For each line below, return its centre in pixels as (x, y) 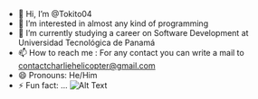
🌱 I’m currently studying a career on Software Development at (133, 33)
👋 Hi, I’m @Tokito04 (55, 14)
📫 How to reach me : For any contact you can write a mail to (131, 53)
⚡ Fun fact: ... (43, 85)
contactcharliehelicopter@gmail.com (86, 66)
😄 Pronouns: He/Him (57, 75)
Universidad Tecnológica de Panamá (86, 42)
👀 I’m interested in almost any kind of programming (113, 23)
